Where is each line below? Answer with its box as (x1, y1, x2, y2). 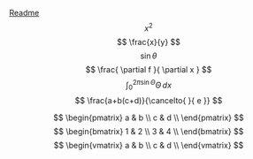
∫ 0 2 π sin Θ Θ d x (125, 78, 172, 92)
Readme (9, 8, 40, 18)
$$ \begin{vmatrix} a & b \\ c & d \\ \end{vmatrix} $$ (53, 140, 244, 151)
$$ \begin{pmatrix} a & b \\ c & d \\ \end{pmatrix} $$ (52, 112, 245, 123)
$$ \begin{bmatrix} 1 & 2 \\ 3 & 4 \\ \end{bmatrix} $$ (53, 126, 244, 137)
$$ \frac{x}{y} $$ (116, 36, 181, 47)
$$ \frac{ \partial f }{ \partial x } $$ (85, 64, 212, 74)
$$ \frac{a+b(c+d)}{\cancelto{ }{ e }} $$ (74, 95, 223, 106)
